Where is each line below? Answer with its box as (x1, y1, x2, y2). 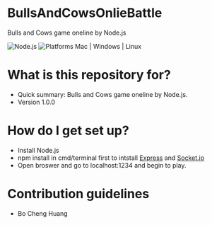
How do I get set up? (7, 122, 129, 139)
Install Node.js (17, 146, 59, 154)
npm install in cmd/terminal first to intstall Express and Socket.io (17, 154, 205, 162)
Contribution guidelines (7, 186, 150, 202)
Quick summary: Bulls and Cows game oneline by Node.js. (17, 90, 188, 98)
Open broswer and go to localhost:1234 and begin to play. (17, 161, 187, 169)
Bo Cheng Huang (17, 209, 69, 217)
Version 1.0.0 (17, 98, 55, 106)
